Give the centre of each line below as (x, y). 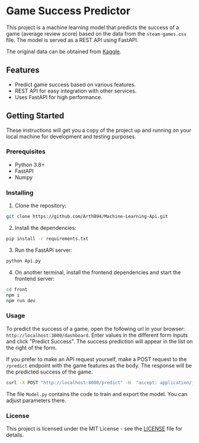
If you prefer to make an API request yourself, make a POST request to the (97, 359)
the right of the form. (32, 347)
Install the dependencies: (46, 228)
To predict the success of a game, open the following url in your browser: (96, 328)
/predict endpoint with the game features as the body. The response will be (99, 365)
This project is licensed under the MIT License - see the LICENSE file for (94, 428)
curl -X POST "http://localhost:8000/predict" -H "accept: (82, 382)
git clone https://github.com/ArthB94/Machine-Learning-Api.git (87, 217)
